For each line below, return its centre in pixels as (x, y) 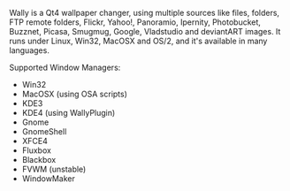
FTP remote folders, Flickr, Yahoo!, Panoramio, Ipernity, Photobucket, (135, 22)
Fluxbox (36, 150)
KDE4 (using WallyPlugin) (69, 113)
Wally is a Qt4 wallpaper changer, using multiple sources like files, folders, (145, 13)
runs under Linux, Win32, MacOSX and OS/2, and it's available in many (138, 41)
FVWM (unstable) (54, 169)
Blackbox (39, 160)
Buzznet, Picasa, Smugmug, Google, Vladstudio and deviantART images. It (145, 31)
